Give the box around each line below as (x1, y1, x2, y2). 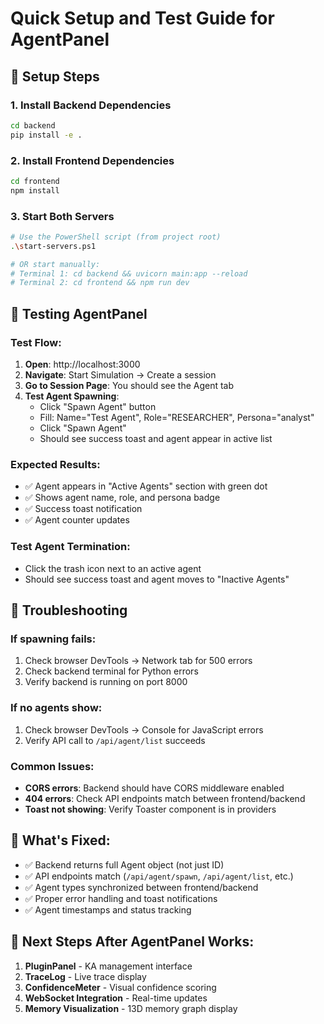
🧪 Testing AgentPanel (10, 305, 148, 322)
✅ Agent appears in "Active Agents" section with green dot (24, 480, 268, 492)
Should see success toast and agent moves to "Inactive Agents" (24, 573, 290, 585)
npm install (10, 185, 60, 196)
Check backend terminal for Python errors (24, 665, 199, 677)
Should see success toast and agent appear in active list (39, 433, 273, 445)
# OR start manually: (10, 259, 101, 269)
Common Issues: (10, 759, 95, 773)
